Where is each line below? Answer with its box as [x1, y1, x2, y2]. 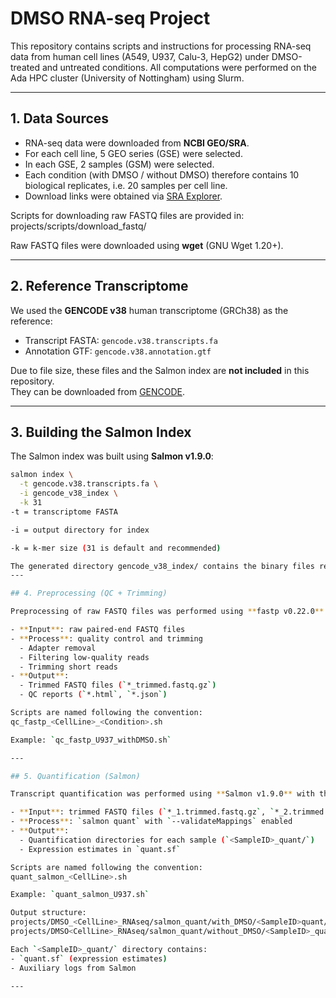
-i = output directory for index [10, 525, 150, 535]
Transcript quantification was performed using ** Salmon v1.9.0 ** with [10, 789, 315, 799]
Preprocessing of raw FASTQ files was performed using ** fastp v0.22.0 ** [10, 607, 325, 617]
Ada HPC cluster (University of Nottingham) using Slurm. [10, 72, 245, 84]
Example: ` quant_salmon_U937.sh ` [10, 890, 150, 900]
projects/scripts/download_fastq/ [10, 220, 147, 232]
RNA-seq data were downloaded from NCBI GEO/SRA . [24, 137, 250, 149]
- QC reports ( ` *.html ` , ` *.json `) [19, 690, 168, 700]
